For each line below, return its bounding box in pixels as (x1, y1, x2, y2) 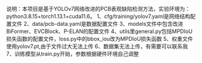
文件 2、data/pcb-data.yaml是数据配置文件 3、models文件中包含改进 (11, 20, 184, 27)
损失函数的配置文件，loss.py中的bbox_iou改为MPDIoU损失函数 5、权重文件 (6, 35, 194, 42)
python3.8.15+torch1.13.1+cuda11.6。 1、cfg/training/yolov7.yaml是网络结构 (6, 13, 191, 20)
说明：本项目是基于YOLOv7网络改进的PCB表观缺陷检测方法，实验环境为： (6, 5, 191, 12)
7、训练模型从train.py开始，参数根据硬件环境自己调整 (6, 50, 139, 57)
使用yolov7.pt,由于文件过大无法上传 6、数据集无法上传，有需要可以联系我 (6, 43, 188, 50)
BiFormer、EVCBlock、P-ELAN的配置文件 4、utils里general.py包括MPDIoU (6, 28, 193, 35)
